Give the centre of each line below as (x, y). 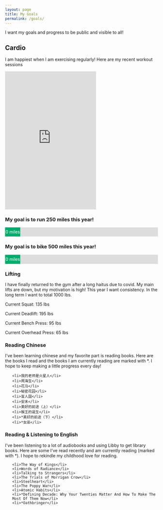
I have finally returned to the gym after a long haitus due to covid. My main (79, 285)
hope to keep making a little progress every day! (53, 366)
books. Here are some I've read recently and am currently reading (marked (80, 450)
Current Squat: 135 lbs (27, 304)
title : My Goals (21, 14)
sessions (14, 65)
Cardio (15, 47)
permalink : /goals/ (25, 18)
